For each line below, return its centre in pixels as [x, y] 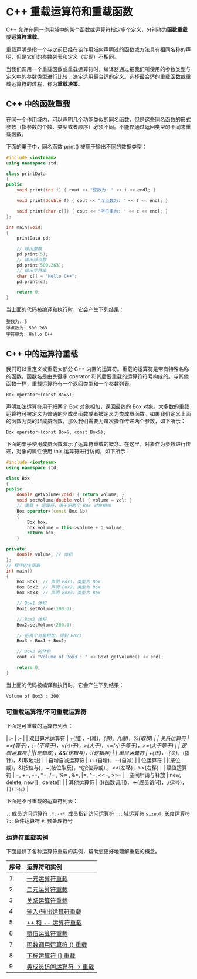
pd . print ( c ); [33, 282]
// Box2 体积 [32, 619]
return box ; [42, 533]
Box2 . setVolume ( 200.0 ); [46, 625]
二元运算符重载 [47, 890]
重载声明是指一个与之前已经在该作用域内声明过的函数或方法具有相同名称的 [96, 49]
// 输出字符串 [32, 271]
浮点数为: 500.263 [27, 328]
